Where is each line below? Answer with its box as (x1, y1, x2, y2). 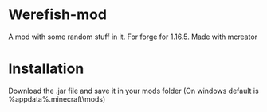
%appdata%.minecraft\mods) (8, 94, 106, 104)
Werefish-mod (8, 6, 108, 24)
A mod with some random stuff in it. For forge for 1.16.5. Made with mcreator (8, 32, 257, 41)
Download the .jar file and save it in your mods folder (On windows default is (8, 86, 259, 95)
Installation (8, 60, 84, 78)
